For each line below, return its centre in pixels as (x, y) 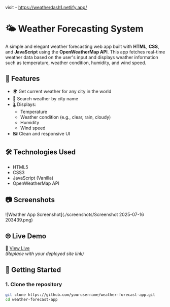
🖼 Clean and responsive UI (41, 133)
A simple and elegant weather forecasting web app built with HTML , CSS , (82, 46)
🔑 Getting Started (33, 270)
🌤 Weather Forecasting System (74, 29)
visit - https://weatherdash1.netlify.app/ (46, 7)
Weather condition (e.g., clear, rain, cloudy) (65, 117)
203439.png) (19, 220)
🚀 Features (23, 79)
